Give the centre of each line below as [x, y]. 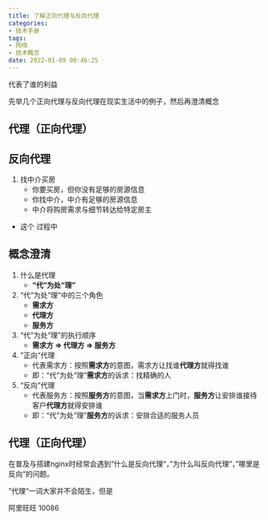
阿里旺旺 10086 [34, 508]
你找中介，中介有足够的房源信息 [85, 200]
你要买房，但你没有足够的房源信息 [88, 190]
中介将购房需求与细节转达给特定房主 [92, 210]
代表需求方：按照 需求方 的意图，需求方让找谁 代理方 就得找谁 [130, 365]
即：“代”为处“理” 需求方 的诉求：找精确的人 [102, 375]
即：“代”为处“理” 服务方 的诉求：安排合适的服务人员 [116, 415]
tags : [17, 38]
